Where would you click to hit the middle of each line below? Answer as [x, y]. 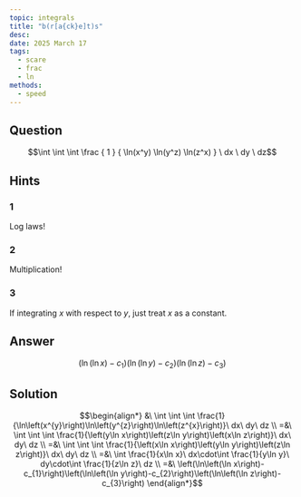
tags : [19, 52]
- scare [32, 60]
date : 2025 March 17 [49, 43]
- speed [32, 93]
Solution [34, 394]
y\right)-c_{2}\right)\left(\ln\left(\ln [184, 473]
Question [36, 130]
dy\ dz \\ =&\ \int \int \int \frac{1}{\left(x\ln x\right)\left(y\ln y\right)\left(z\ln [152, 444]
